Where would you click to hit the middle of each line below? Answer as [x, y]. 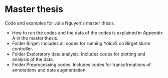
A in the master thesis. [35, 38]
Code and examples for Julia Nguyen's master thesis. [60, 23]
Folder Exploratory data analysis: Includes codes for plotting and [79, 54]
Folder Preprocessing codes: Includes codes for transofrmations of [81, 64]
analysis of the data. [33, 59]
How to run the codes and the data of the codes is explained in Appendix [87, 32]
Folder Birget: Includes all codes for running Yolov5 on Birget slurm [81, 43]
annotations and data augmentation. [49, 70]
